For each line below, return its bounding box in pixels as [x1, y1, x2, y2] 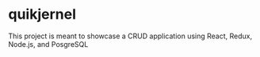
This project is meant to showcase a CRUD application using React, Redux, [8, 31, 253, 41]
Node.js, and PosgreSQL [8, 39, 89, 48]
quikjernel [8, 5, 77, 23]
